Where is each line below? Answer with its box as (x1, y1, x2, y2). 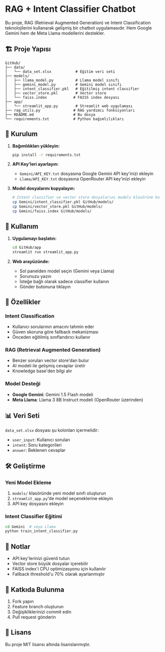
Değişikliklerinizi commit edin (12, 609, 72, 615)
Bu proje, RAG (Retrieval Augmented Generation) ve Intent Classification (5, 20, 151, 26)
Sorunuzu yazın (19, 273, 52, 279)
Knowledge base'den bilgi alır (12, 368, 72, 374)
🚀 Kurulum (5, 130, 38, 138)
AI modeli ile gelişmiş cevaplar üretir (12, 363, 86, 369)
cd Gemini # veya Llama (5, 524, 56, 529)
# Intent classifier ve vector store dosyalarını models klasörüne (12, 195, 153, 200)
